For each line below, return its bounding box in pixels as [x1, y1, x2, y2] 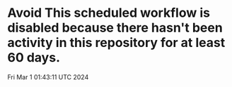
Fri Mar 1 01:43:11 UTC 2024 [7, 72, 89, 81]
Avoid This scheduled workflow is [7, 5, 211, 21]
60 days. [7, 50, 61, 66]
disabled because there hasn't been [7, 20, 223, 36]
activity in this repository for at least [7, 35, 226, 51]
